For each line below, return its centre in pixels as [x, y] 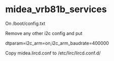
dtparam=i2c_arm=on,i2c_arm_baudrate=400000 [57, 43]
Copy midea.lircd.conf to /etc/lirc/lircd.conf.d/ [53, 53]
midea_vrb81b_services [56, 9]
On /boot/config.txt [25, 23]
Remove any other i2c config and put [44, 33]
